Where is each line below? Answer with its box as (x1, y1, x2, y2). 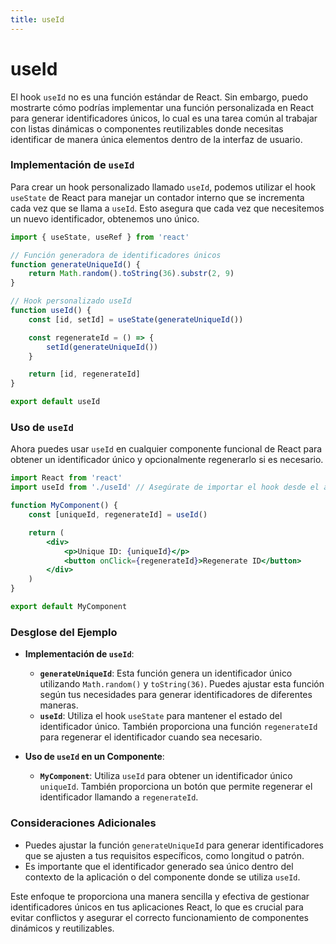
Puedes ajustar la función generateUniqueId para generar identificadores (24, 839, 324, 851)
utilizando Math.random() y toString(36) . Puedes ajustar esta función (39, 678, 325, 690)
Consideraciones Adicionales (10, 816, 157, 830)
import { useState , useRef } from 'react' (10, 232, 190, 242)
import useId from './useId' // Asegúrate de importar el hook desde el (10, 482, 320, 493)
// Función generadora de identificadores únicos (10, 250, 222, 260)
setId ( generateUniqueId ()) (46, 342, 159, 352)
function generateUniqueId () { (10, 259, 141, 270)
